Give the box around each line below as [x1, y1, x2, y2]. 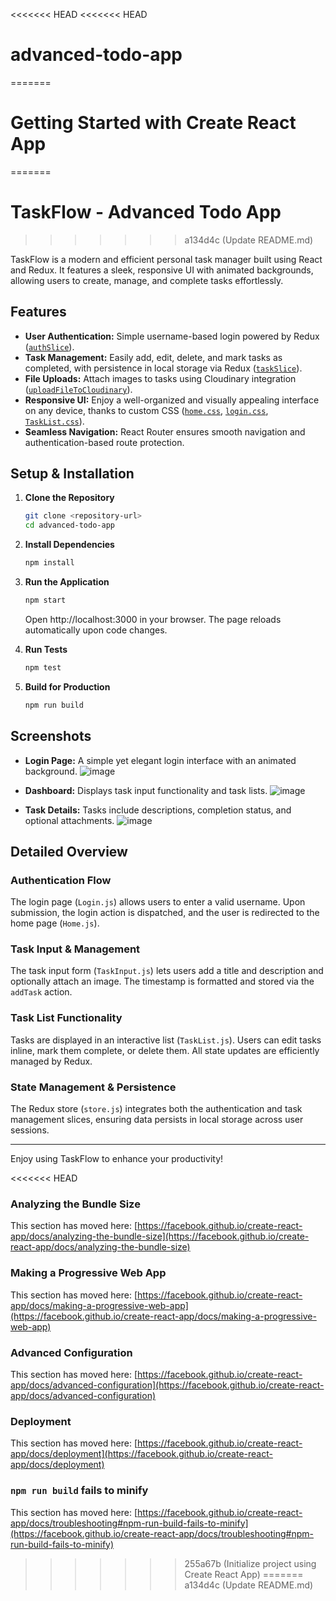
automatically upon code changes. [24, 624, 168, 636]
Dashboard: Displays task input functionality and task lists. [24, 784, 268, 796]
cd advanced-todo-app [24, 520, 115, 531]
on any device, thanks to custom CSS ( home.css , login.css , [24, 404, 269, 416]
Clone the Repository [24, 492, 115, 504]
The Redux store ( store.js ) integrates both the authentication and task [10, 1103, 303, 1115]
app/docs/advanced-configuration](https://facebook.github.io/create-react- [10, 1379, 325, 1391]
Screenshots [10, 728, 92, 745]
